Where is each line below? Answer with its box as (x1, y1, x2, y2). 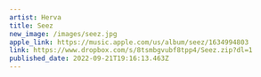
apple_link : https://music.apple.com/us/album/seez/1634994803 (9, 37, 249, 47)
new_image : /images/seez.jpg (9, 29, 118, 38)
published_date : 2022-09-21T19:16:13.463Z (9, 54, 169, 63)
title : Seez (9, 21, 53, 30)
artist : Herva (9, 12, 62, 22)
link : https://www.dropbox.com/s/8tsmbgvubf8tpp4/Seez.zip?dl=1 (9, 46, 253, 55)
